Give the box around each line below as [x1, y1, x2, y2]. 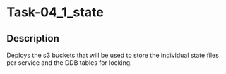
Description [6, 32, 59, 44]
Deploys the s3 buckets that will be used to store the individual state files [6, 51, 220, 59]
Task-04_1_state [6, 4, 104, 20]
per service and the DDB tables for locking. [6, 58, 132, 67]
